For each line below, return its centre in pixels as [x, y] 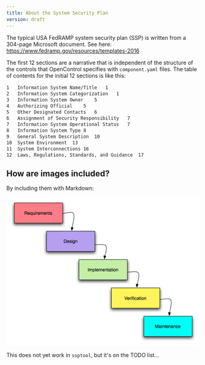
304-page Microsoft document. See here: [59, 44]
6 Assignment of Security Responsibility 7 [68, 118]
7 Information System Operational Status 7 [68, 124]
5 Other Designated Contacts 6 [52, 112]
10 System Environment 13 [42, 143]
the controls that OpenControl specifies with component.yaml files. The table [102, 69]
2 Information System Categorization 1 [63, 94]
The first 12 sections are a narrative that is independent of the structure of [100, 62]
